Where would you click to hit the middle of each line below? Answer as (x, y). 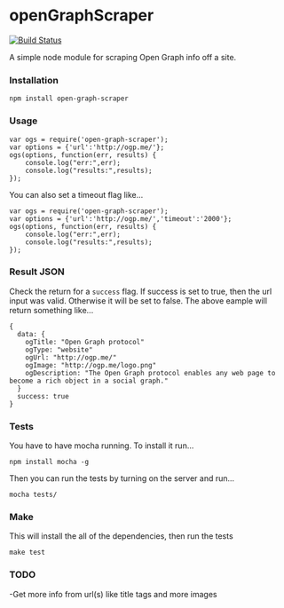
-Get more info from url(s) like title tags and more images (113, 594)
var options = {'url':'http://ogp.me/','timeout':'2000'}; (121, 218)
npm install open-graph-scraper (69, 99)
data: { (32, 334)
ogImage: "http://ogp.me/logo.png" (91, 365)
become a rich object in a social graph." (89, 381)
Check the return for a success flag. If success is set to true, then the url (141, 291)
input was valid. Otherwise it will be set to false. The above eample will (138, 300)
